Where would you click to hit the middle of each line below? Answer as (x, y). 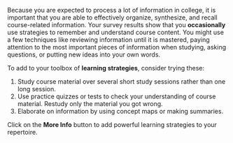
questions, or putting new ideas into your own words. (84, 54)
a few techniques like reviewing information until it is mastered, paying (108, 40)
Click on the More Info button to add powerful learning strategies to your (112, 125)
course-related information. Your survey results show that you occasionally (116, 25)
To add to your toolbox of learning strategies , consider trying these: (106, 68)
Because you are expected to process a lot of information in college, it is (112, 10)
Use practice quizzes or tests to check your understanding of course (116, 96)
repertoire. (22, 132)
